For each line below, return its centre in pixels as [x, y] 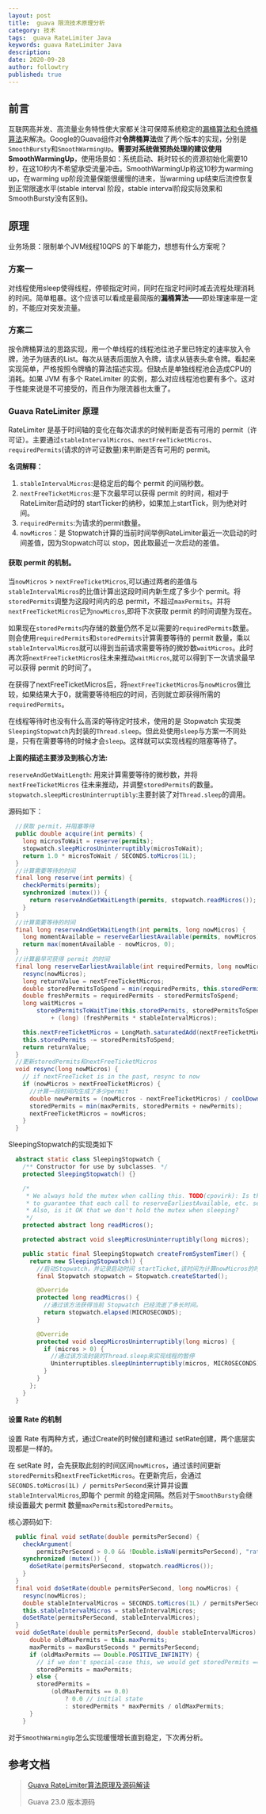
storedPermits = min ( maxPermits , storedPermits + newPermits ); [136, 1106]
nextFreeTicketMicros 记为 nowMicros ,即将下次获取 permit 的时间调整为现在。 [132, 611]
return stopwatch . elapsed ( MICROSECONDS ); [112, 1313]
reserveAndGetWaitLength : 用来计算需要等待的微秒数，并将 [103, 775]
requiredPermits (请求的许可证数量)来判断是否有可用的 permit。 [111, 450]
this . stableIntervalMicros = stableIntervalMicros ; [109, 1610]
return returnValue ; [56, 1047]
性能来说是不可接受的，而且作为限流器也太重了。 [95, 388]
